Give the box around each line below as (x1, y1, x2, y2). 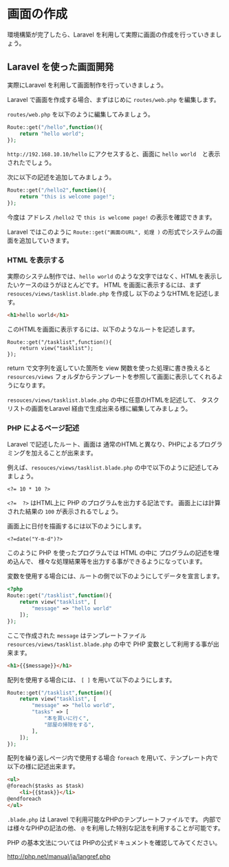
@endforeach (7, 795, 41, 803)
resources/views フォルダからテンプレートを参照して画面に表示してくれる (7, 373, 217, 381)
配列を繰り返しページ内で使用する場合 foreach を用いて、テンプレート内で (7, 754, 219, 762)
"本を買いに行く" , (43, 715, 89, 722)
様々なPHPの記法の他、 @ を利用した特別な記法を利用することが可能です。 (12, 824, 224, 832)
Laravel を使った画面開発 (7, 61, 114, 73)
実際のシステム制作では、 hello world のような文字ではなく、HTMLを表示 (7, 272, 217, 280)
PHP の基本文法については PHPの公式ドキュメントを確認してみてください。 (7, 838, 221, 846)
